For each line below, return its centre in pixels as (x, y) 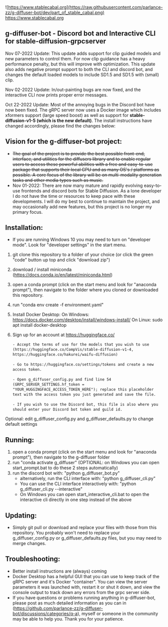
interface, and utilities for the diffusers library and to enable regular (81, 159)
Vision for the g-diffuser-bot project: (64, 142)
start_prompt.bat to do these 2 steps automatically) (65, 468)
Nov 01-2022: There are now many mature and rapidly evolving (77, 185)
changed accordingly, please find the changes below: (60, 126)
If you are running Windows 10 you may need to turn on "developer (81, 240)
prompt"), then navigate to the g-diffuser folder (61, 457)
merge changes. (29, 544)
